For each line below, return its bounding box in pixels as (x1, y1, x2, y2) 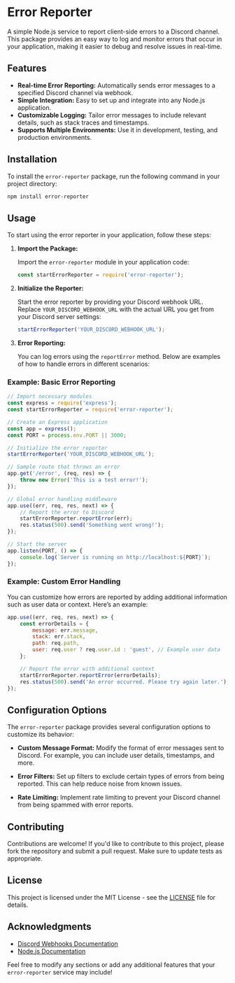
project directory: (7, 179, 57, 188)
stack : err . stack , (32, 633, 86, 640)
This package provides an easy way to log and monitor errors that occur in (7, 34, 222, 43)
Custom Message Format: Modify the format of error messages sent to (17, 744, 225, 752)
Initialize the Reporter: (17, 284, 84, 292)
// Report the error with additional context (20, 665, 155, 672)
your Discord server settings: (17, 313, 101, 321)
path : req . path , (32, 639, 80, 647)
